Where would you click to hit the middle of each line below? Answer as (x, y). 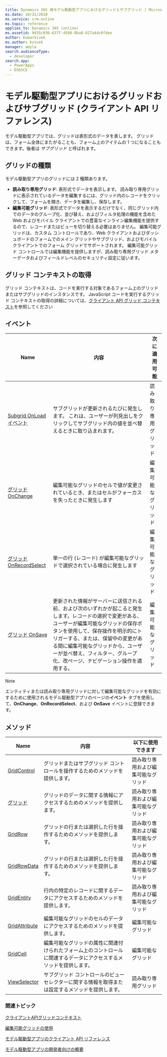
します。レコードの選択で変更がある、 (97, 616)
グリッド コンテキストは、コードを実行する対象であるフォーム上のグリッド (82, 288)
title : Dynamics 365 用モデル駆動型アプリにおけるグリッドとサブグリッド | (76, 10)
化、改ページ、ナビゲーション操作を (95, 661)
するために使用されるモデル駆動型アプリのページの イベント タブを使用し (80, 698)
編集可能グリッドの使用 (29, 1028)
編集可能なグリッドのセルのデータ (83, 919)
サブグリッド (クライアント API (86, 109)
